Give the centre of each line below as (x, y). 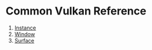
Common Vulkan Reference (76, 11)
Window (25, 34)
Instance (25, 28)
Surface (24, 40)
